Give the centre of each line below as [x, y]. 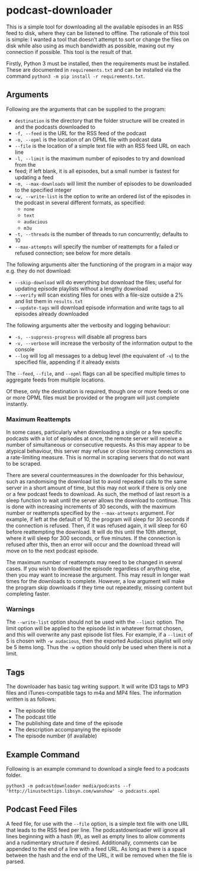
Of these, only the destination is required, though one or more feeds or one [98, 391]
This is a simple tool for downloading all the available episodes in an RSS [95, 27]
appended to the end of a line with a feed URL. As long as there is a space [97, 848]
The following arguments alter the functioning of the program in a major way [99, 264]
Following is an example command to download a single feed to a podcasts [98, 768]
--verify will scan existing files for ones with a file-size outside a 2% [99, 295]
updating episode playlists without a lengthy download [81, 288]
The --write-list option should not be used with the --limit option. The [95, 622]
